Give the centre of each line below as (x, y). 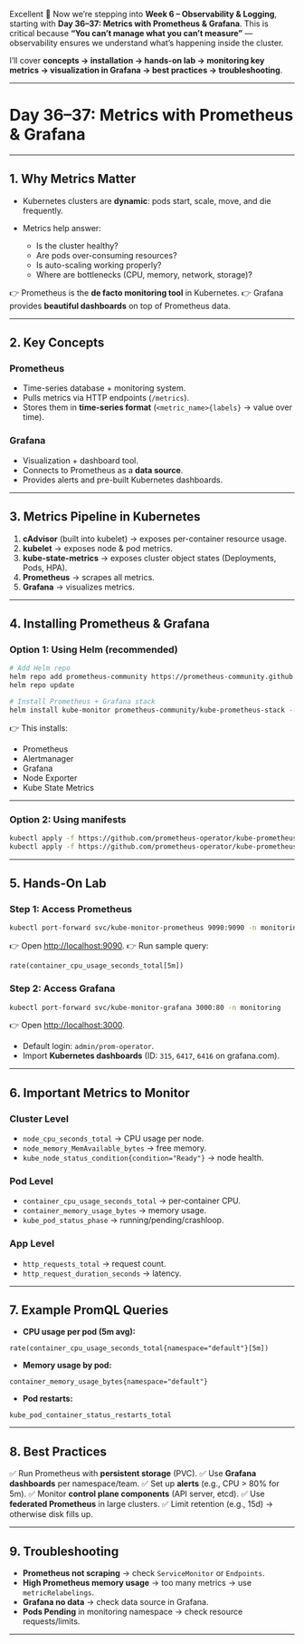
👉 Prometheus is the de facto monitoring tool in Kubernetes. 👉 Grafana (146, 292)
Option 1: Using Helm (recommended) (94, 649)
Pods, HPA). (45, 568)
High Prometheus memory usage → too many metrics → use (137, 1583)
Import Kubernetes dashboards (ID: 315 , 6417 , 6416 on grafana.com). (151, 1055)
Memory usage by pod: (67, 1366)
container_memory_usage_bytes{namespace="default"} (109, 1382)
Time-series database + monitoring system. (104, 388)
